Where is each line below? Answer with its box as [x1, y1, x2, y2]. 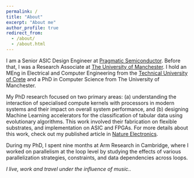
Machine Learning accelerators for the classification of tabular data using [6, 111, 183, 118]
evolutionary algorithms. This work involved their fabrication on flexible [6, 118, 177, 125]
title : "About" [6, 14, 43, 20]
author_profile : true [6, 25, 59, 31]
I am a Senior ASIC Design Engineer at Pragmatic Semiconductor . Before [6, 57, 181, 64]
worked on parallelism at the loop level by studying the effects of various [6, 148, 181, 155]
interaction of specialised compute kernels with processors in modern [6, 99, 175, 106]
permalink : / [6, 8, 38, 15]
